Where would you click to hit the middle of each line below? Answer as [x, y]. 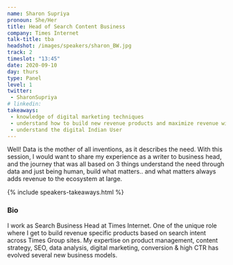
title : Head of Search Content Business [67, 26]
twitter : [20, 91]
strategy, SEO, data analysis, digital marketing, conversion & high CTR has [113, 248]
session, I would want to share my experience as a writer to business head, [114, 157]
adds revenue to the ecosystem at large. [65, 179]
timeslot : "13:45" [34, 59]
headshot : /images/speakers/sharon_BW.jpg [69, 46]
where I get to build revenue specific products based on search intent [107, 232]
